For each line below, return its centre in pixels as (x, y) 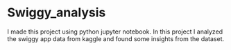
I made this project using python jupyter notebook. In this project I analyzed (115, 32)
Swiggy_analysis (57, 13)
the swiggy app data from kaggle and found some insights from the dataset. (115, 38)
